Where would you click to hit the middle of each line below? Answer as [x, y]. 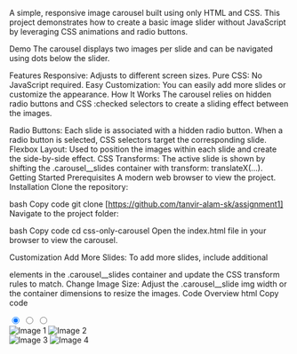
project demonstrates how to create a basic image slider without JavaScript [148, 22]
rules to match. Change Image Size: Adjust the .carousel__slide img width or [148, 284]
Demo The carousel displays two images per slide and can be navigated [141, 49]
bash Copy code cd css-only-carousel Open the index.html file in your [138, 231]
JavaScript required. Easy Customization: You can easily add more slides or [148, 85]
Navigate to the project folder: [64, 213]
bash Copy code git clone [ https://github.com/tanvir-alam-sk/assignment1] [146, 204]
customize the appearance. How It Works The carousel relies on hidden [140, 94]
